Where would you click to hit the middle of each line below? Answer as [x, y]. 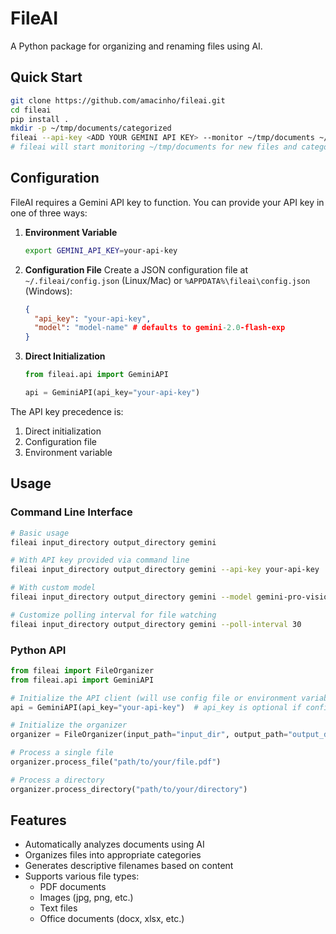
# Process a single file [62, 753]
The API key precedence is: [67, 411]
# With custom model [53, 588]
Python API [38, 650]
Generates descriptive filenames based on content [129, 866]
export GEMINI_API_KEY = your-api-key [101, 250]
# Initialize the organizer [69, 725]
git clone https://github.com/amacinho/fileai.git [118, 100]
